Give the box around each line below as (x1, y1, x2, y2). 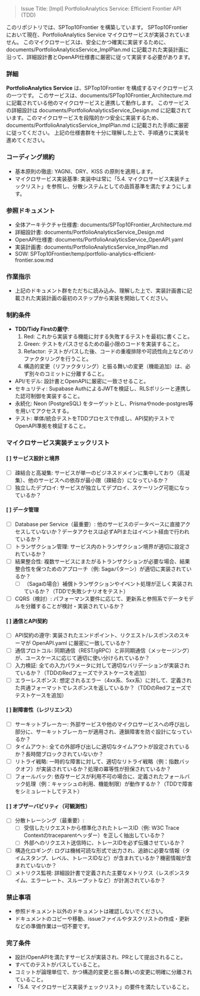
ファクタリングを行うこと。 (23, 355, 92, 362)
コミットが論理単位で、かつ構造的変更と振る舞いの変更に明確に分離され (14, 969, 192, 976)
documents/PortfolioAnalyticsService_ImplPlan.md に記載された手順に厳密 (6, 122, 189, 129)
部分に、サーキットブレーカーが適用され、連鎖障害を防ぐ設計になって (14, 728, 187, 735)
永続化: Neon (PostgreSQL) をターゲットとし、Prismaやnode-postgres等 (14, 400, 193, 407)
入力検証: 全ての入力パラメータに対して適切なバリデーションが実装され (14, 662, 190, 669)
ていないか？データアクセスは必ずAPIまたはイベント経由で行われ (30, 528, 190, 535)
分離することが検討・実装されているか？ (25, 603, 125, 610)
